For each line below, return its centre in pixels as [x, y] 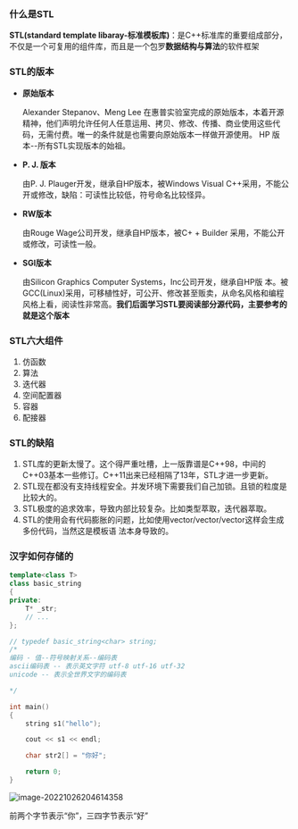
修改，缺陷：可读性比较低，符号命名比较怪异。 [124, 195]
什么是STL [32, 13]
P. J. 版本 [39, 164]
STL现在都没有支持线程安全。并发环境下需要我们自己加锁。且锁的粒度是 [154, 486]
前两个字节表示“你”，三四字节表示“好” [79, 816]
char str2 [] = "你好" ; [66, 756]
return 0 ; [44, 772]
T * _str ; [41, 608]
